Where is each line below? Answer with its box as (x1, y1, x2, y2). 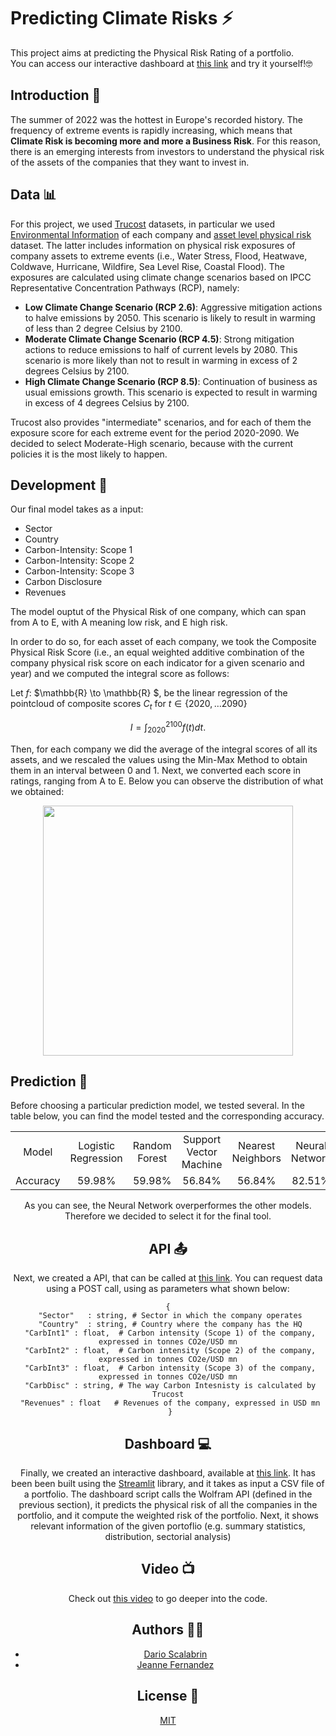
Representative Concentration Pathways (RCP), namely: (10, 281, 240, 294)
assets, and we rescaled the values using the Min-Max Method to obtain (10, 753, 308, 765)
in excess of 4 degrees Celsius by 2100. (24, 396, 190, 409)
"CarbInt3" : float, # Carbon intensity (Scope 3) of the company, (24, 1363, 317, 1374)
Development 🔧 (10, 476, 108, 494)
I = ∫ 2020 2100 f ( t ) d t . (129, 720, 207, 735)
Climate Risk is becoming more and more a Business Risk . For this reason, (10, 135, 322, 147)
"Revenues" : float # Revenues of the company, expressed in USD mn (19, 1398, 321, 1409)
